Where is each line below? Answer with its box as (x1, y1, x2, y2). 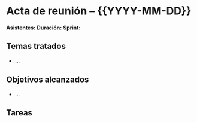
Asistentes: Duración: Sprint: (6, 24, 81, 31)
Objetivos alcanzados (6, 75, 89, 85)
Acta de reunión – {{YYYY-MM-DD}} (6, 4, 192, 18)
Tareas (6, 108, 33, 118)
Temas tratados (6, 41, 66, 51)
